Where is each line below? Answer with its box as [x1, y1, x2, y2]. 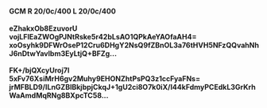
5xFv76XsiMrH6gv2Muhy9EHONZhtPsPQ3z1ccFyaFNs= [9, 74, 201, 84]
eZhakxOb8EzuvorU [9, 24, 78, 33]
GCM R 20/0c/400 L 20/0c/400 [9, 6, 116, 16]
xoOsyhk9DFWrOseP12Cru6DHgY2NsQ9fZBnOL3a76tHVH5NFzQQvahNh [9, 40, 259, 50]
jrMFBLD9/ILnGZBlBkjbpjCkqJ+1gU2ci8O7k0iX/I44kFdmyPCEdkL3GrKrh [9, 83, 257, 92]
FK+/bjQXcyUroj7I [9, 65, 70, 75]
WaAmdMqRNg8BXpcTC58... [9, 91, 109, 100]
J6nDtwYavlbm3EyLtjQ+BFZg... [9, 49, 118, 58]
